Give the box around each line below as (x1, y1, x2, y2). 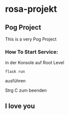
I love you (5, 102, 35, 110)
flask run (5, 69, 25, 75)
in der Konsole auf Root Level (5, 60, 65, 66)
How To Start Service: (5, 48, 58, 55)
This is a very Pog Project (5, 36, 57, 42)
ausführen (5, 78, 26, 84)
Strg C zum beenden (5, 87, 47, 93)
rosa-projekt (5, 3, 57, 15)
